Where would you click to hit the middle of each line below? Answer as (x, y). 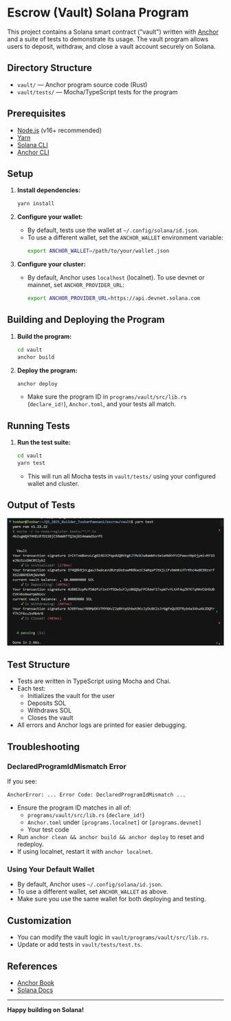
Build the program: (44, 336)
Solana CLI (32, 145)
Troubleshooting (44, 747)
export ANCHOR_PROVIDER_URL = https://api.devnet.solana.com (114, 298)
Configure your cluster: (51, 264)
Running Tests (38, 426)
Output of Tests (41, 505)
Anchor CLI (33, 152)
